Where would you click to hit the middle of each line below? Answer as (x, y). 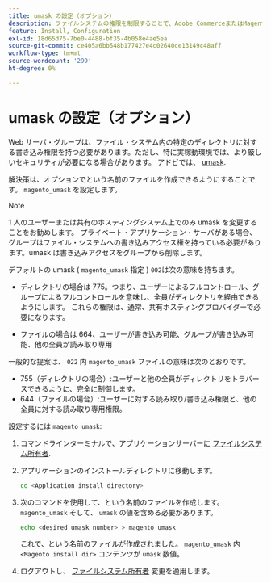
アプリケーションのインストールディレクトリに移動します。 (118, 470)
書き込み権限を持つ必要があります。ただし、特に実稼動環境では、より (131, 152)
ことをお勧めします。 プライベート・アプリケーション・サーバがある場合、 (133, 232)
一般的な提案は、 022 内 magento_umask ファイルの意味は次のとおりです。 (129, 361)
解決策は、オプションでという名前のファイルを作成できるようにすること (128, 179)
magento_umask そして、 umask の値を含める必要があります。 (119, 512)
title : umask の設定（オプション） (62, 16)
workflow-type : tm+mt (45, 53)
